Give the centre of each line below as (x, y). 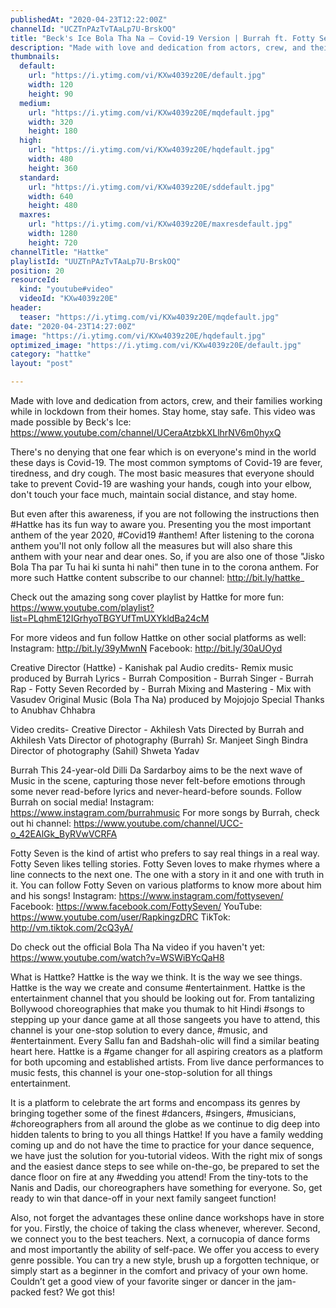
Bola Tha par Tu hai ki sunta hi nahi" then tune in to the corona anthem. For (165, 567)
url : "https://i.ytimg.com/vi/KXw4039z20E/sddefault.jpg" (151, 187)
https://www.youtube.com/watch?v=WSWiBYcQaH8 (117, 957)
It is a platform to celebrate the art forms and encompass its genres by (155, 1102)
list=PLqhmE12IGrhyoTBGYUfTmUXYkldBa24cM (110, 618)
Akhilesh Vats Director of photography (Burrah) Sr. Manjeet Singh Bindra (159, 740)
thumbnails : (35, 57)
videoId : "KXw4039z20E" (68, 299)
